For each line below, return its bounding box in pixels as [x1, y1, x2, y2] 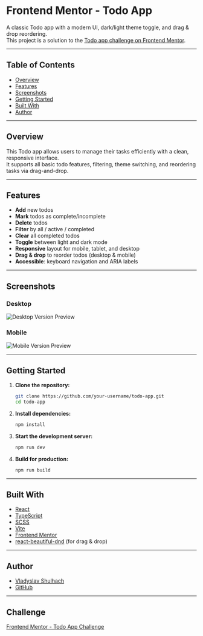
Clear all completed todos [14, 232, 80, 240]
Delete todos [14, 219, 48, 226]
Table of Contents [6, 60, 76, 70]
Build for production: [14, 455, 68, 462]
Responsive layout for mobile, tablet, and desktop [14, 245, 140, 252]
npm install [14, 421, 45, 428]
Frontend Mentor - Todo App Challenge [6, 623, 105, 630]
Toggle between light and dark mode [14, 238, 108, 246]
